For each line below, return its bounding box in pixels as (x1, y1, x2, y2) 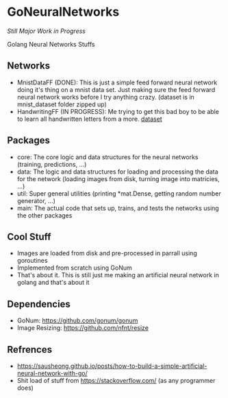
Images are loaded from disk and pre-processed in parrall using (16, 249, 197, 257)
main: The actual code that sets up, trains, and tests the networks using (16, 204, 219, 212)
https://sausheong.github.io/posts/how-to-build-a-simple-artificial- (16, 362, 207, 370)
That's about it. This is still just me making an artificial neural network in (16, 271, 219, 279)
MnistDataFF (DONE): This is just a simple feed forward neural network (16, 78, 218, 86)
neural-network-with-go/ (16, 369, 88, 377)
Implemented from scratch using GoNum (16, 264, 132, 272)
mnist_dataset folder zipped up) (16, 100, 107, 108)
